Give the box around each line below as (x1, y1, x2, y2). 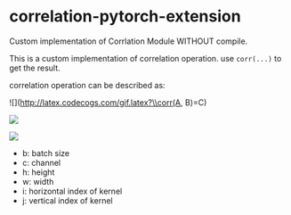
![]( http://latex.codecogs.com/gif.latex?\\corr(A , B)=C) (9, 96, 207, 108)
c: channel (21, 157, 61, 168)
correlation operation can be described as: (9, 79, 166, 90)
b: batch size (21, 147, 70, 158)
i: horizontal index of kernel (21, 186, 123, 196)
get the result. (9, 62, 61, 73)
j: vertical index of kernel (21, 194, 113, 206)
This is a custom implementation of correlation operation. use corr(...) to (9, 53, 282, 63)
